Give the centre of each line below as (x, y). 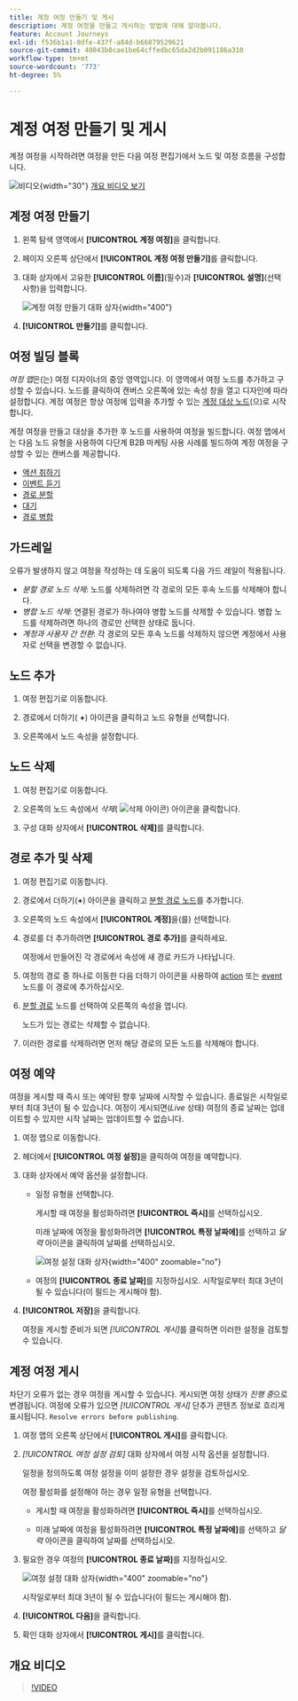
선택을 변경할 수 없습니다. (82, 645)
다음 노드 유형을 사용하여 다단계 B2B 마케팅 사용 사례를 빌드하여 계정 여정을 (149, 443)
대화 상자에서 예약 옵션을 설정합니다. (85, 1175)
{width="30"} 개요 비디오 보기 (92, 185)
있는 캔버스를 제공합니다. (78, 454)
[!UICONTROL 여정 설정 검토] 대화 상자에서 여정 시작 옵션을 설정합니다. (145, 1454)
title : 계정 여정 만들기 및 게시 (62, 17)
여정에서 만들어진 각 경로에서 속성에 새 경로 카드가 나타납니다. (129, 956)
